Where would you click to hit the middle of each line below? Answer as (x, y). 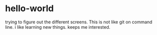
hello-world (30, 9)
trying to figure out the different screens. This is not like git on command (79, 22)
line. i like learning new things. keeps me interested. (58, 27)
